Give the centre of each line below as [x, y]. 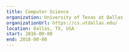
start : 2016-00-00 [29, 34]
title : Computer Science [38, 12]
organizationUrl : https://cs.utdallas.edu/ [62, 23]
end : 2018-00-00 [27, 39]
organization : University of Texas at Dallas [64, 17]
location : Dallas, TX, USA [40, 28]
